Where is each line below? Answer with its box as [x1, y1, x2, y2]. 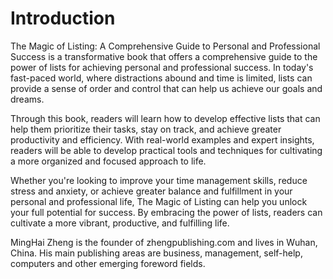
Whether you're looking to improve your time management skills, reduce [10, 174, 308, 186]
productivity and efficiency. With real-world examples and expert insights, [10, 133, 315, 146]
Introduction [10, 7, 116, 30]
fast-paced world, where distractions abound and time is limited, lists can [10, 72, 313, 84]
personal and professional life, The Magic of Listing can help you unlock [10, 195, 308, 207]
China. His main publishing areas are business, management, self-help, [10, 247, 303, 259]
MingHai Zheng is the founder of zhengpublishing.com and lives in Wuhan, [10, 236, 318, 248]
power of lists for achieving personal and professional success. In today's [10, 61, 314, 73]
